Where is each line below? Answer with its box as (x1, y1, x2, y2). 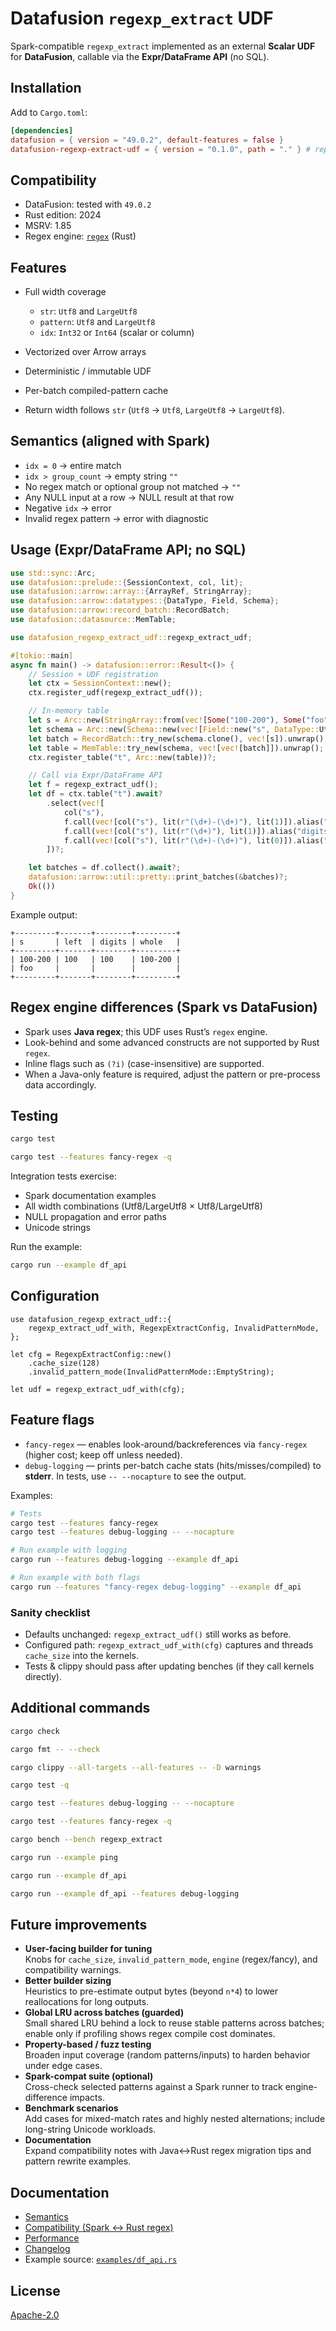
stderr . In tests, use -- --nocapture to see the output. (24, 1470, 247, 1482)
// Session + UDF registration (28, 669, 159, 679)
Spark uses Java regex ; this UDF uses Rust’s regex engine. (24, 1025, 268, 1037)
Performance (24, 2232, 80, 2244)
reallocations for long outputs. (24, 1996, 150, 2008)
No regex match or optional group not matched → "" (24, 480, 242, 492)
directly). (24, 1671, 63, 1683)
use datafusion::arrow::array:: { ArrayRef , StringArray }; (10, 587, 253, 597)
